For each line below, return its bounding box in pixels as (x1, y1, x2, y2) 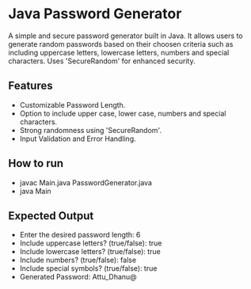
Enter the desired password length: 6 (19, 230, 141, 240)
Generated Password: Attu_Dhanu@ (19, 272, 137, 282)
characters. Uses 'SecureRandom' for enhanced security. (8, 56, 196, 66)
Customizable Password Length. (19, 100, 126, 109)
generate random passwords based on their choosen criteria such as (8, 39, 234, 48)
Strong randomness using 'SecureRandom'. (19, 125, 162, 135)
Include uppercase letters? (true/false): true (19, 238, 162, 248)
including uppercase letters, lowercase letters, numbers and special (8, 48, 230, 57)
